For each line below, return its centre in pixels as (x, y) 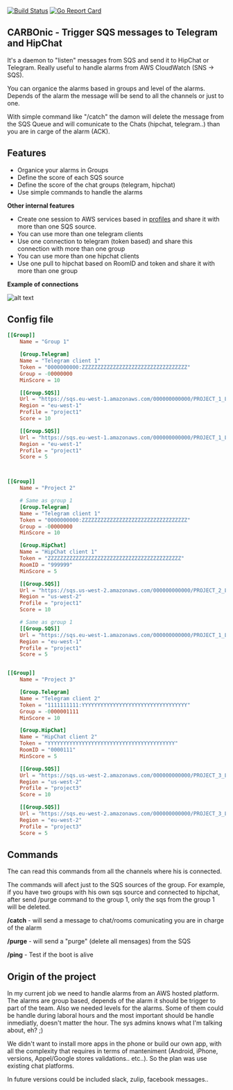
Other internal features (41, 206)
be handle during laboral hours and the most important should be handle (111, 1016)
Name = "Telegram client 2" (60, 698)
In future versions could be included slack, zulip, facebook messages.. (108, 1080)
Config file (31, 320)
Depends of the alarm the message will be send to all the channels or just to (115, 96)
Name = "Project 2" (48, 488)
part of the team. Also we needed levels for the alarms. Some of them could (115, 1008)
